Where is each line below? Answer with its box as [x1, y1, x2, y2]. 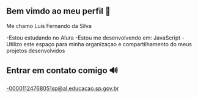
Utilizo [6, 40, 23, 47]
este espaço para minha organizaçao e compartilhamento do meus [23, 40, 193, 47]
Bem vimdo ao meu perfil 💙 [6, 6, 111, 16]
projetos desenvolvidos [6, 47, 65, 54]
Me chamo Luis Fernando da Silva [6, 22, 92, 29]
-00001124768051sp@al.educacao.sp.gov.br [6, 85, 119, 92]
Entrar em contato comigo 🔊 [6, 65, 118, 76]
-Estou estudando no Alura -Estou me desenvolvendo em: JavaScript [6, 34, 181, 41]
